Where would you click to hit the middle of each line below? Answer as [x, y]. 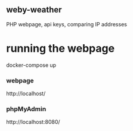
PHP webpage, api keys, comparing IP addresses [66, 24]
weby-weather [34, 10]
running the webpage [61, 48]
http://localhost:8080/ [33, 122]
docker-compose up [31, 65]
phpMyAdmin [26, 109]
